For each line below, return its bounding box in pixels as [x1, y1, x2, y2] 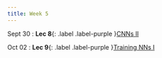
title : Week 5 [7, 10, 49, 17]
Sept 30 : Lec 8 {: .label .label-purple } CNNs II [7, 29, 139, 38]
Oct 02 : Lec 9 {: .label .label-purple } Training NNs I [7, 43, 155, 51]
